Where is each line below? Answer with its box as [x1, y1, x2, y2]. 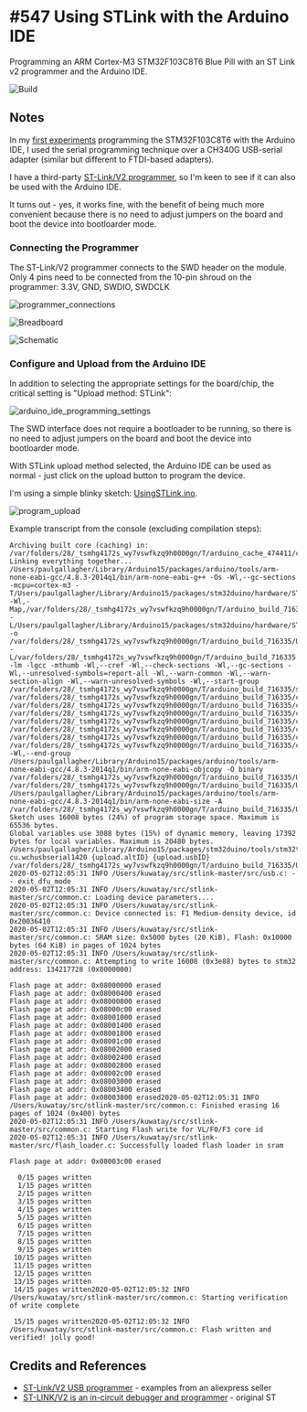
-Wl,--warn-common [152, 669, 223, 679]
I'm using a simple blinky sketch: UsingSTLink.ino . [9, 487, 198, 499]
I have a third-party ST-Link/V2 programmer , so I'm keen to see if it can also [9, 171, 296, 182]
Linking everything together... [9, 557, 132, 566]
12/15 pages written [13, 1269, 92, 1278]
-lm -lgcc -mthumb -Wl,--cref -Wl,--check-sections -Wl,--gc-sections [9, 661, 284, 670]
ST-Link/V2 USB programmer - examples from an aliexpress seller [22, 1383, 272, 1394]
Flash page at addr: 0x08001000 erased [9, 1013, 162, 1022]
